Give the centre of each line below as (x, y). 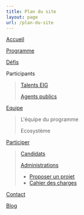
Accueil (15, 40)
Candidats (33, 154)
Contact (16, 194)
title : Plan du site (31, 12)
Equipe (15, 108)
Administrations (39, 165)
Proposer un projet (52, 177)
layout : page (22, 17)
